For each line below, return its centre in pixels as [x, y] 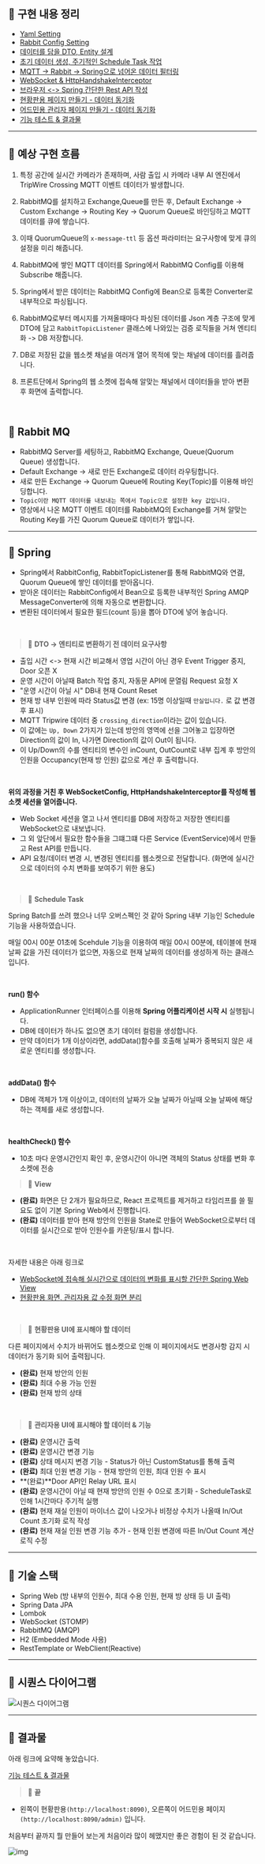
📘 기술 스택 [34, 1576]
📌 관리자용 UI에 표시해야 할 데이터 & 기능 [89, 1425]
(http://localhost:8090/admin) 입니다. [82, 1819]
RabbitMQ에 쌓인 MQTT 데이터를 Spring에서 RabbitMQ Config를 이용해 [132, 264]
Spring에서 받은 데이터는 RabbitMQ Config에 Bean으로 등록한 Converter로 [136, 291]
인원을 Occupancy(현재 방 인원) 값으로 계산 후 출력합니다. [109, 760]
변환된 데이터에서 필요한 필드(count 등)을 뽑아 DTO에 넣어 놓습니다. [124, 612]
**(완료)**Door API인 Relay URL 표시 [78, 1481]
